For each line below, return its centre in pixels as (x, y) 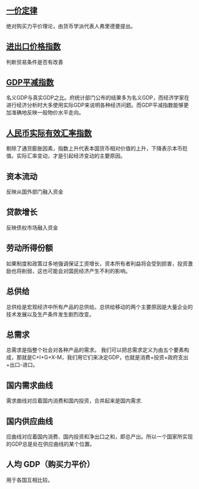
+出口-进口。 (22, 365)
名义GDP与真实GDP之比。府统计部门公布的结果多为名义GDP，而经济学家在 (98, 98)
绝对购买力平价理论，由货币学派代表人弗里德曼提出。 (71, 26)
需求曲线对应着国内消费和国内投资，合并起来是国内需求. (75, 401)
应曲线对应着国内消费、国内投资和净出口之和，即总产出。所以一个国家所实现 (99, 436)
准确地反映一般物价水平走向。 (47, 113)
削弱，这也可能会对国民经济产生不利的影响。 (76, 271)
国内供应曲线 (30, 421)
